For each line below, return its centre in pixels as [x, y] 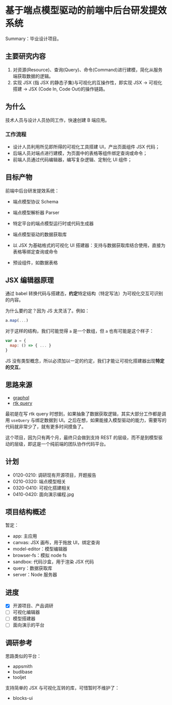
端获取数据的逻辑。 [33, 76]
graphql [21, 397]
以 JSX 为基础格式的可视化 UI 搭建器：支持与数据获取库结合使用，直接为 [89, 245]
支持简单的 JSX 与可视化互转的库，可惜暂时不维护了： [62, 688]
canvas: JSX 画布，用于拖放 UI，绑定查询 [56, 543]
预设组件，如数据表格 [35, 262]
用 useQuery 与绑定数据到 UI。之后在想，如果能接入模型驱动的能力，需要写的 [86, 420]
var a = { [16, 341]
